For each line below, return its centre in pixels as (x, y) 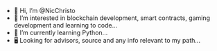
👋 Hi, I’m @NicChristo (44, 11)
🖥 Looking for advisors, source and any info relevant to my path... (107, 40)
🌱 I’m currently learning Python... (61, 32)
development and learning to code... (66, 25)
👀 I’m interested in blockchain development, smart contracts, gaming (112, 18)
